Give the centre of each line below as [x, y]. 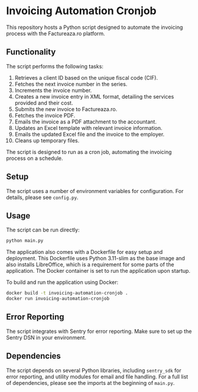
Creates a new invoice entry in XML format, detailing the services [94, 96]
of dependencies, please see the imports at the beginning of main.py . [90, 383]
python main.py [25, 241]
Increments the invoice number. [53, 90]
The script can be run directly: [43, 230]
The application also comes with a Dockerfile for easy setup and [85, 252]
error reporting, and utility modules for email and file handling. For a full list [97, 377]
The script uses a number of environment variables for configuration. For [95, 191]
